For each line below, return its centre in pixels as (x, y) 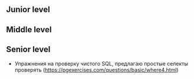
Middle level (29, 30)
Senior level (28, 49)
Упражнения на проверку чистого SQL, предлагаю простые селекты (101, 63)
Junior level (28, 10)
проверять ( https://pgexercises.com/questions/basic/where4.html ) (96, 70)
